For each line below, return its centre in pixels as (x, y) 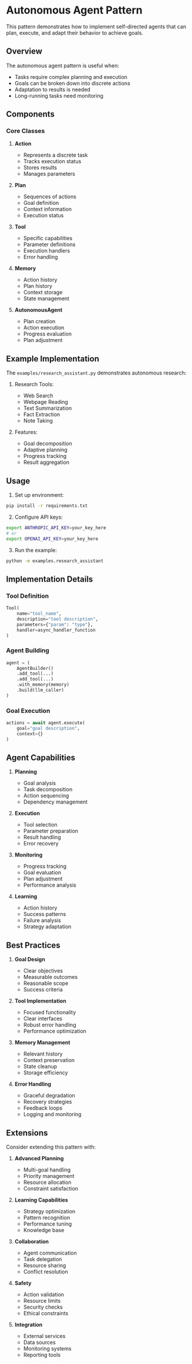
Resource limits (42, 1301)
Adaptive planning (45, 450)
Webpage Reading (46, 402)
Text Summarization (48, 408)
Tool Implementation (40, 1001)
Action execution (44, 328)
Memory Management (42, 1043)
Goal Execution (28, 711)
